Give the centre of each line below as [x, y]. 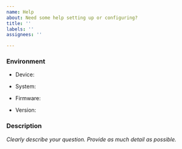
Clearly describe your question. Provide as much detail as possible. [92, 139]
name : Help [20, 12]
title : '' [19, 23]
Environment [26, 62]
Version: [26, 110]
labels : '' [20, 29]
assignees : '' [24, 35]
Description [24, 126]
